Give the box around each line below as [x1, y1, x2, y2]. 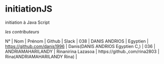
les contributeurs [5, 29, 40, 34]
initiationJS [5, 3, 52, 15]
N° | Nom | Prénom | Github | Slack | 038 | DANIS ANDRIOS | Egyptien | [5, 38, 149, 44]
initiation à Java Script [5, 19, 50, 25]
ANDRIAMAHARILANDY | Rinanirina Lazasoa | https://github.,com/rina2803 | [5, 48, 160, 54]
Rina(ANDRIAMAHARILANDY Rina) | [5, 53, 77, 59]
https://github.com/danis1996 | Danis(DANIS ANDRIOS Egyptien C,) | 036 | [5, 43, 156, 49]
